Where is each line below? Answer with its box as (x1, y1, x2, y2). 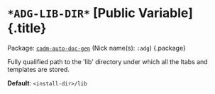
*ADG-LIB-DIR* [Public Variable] (7, 5, 193, 21)
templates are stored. (7, 65, 70, 73)
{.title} (7, 20, 47, 36)
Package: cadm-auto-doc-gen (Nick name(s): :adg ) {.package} (7, 43, 186, 52)
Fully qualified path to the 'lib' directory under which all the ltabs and (7, 57, 208, 66)
